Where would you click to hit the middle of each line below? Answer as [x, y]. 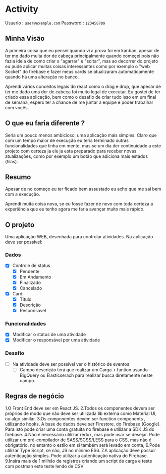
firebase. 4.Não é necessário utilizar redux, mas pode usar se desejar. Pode [83, 434]
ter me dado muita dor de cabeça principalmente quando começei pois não [82, 56]
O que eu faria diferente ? [45, 123]
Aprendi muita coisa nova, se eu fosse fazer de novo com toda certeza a [79, 204]
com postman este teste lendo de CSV [44, 466]
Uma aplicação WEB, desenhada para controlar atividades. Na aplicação [79, 237]
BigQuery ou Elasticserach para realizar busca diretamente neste [86, 375]
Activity [22, 9]
